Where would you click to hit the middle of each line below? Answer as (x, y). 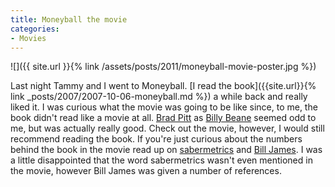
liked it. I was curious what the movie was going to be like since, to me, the (164, 107)
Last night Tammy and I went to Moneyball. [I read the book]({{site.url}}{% (163, 86)
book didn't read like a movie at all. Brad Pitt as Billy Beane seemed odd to (163, 118)
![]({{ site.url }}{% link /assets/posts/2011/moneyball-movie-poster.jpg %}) (163, 67)
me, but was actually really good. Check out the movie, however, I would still (167, 128)
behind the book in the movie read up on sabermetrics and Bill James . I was (166, 150)
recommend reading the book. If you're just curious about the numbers (156, 139)
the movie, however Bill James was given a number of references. (146, 171)
